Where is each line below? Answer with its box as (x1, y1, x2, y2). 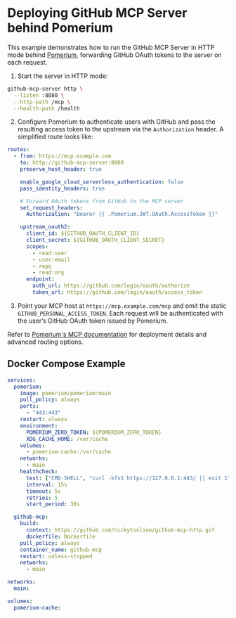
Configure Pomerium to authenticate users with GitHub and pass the (17, 117, 216, 126)
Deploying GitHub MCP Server (7, 5, 188, 21)
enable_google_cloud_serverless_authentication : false (20, 178, 184, 186)
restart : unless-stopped (20, 553, 93, 560)
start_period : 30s (25, 501, 80, 508)
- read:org (32, 269, 65, 276)
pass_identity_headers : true (20, 185, 105, 192)
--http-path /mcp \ (13, 98, 71, 105)
